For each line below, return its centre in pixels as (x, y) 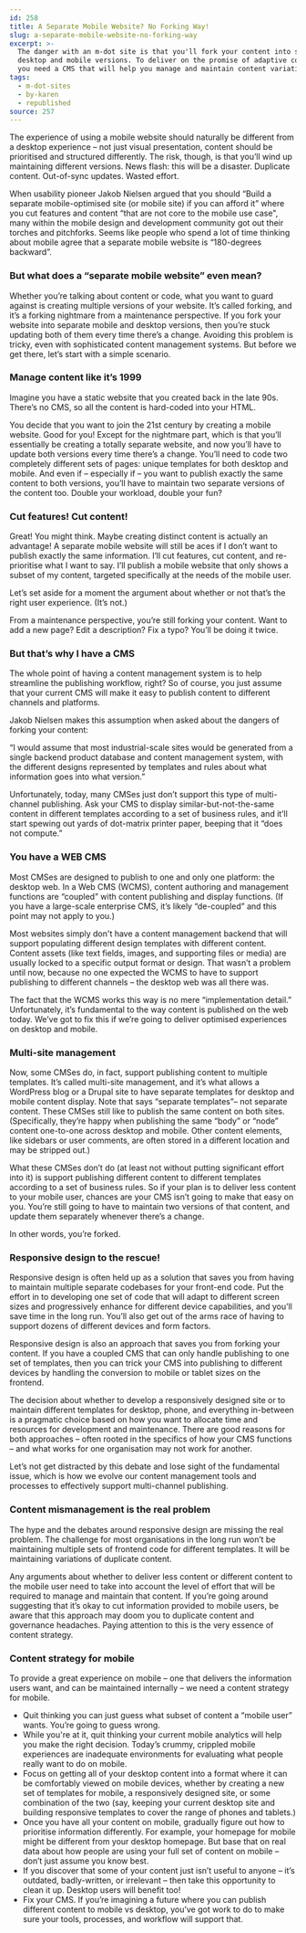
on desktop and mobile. (54, 1029)
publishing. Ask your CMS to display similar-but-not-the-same (158, 804)
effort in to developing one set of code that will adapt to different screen (145, 1297)
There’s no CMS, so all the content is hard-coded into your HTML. (133, 407)
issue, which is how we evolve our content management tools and (133, 1476)
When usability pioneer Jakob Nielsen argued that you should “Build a (140, 194)
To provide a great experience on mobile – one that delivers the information (151, 1678)
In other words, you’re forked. (65, 1234)
